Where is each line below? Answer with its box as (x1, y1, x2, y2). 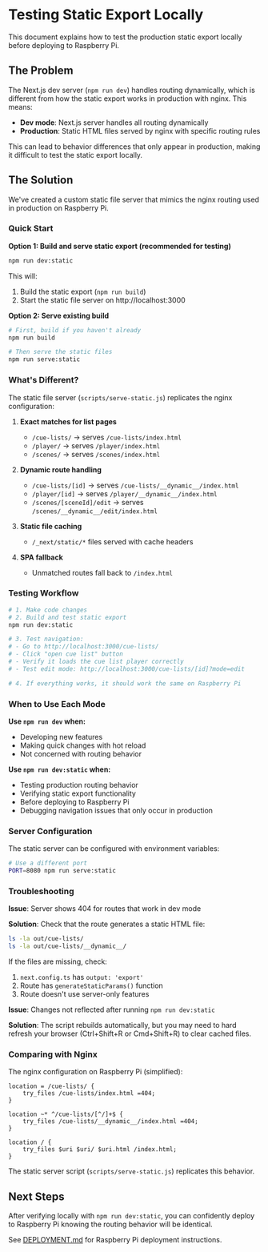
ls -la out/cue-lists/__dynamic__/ (8, 942, 127, 950)
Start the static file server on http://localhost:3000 (19, 295, 186, 305)
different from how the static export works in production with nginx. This (8, 94, 247, 103)
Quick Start (8, 223, 54, 234)
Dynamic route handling (19, 464, 102, 474)
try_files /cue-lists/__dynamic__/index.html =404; (22, 1118, 198, 1126)
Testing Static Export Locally (8, 6, 204, 24)
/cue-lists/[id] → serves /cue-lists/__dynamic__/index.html (31, 480, 239, 490)
